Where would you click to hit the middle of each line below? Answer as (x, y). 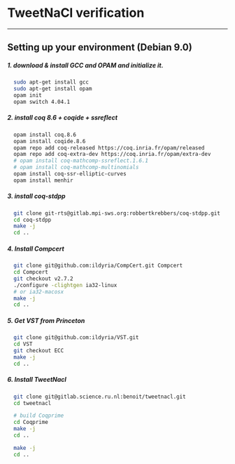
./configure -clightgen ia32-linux (65, 285)
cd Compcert (31, 272)
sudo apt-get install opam (53, 89)
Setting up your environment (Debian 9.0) (100, 47)
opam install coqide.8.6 (50, 141)
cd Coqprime (31, 423)
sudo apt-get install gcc (51, 82)
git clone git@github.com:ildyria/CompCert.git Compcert (98, 266)
